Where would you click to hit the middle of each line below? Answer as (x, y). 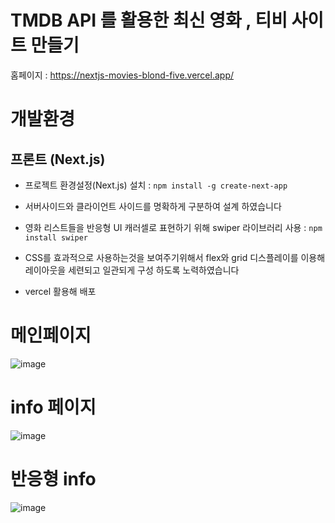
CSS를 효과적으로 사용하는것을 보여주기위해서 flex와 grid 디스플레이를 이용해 (175, 257)
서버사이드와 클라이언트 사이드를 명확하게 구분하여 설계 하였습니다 (153, 206)
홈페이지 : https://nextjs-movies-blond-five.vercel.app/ (122, 75)
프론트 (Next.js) (58, 159)
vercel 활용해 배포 (60, 291)
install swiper (56, 237)
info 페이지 (53, 407)
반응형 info (53, 479)
